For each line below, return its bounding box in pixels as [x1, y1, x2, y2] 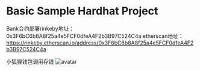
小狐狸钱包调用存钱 [6, 58, 54, 65]
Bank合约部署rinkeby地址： [6, 25, 74, 32]
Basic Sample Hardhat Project [6, 4, 158, 18]
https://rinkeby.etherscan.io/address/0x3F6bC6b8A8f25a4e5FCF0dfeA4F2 [6, 39, 194, 46]
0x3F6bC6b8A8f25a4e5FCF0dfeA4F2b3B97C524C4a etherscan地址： [6, 32, 184, 40]
